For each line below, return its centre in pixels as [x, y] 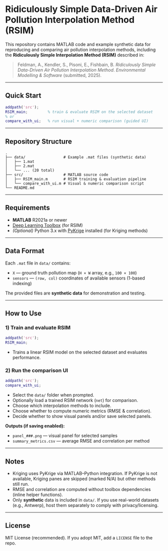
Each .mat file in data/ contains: [38, 263]
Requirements [27, 208]
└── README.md [20, 188]
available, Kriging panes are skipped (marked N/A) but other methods [84, 478]
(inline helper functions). [38, 494]
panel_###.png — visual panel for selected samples [65, 435]
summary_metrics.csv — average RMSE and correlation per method [81, 441]
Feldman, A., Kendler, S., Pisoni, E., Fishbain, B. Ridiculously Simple [86, 64]
